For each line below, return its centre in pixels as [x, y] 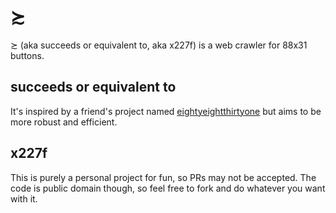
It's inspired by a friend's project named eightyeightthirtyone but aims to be [166, 111]
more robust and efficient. [64, 122]
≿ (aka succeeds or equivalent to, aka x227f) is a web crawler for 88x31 [159, 45]
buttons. [27, 55]
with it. [24, 198]
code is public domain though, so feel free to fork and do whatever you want [168, 188]
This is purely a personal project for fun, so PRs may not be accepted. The [163, 177]
